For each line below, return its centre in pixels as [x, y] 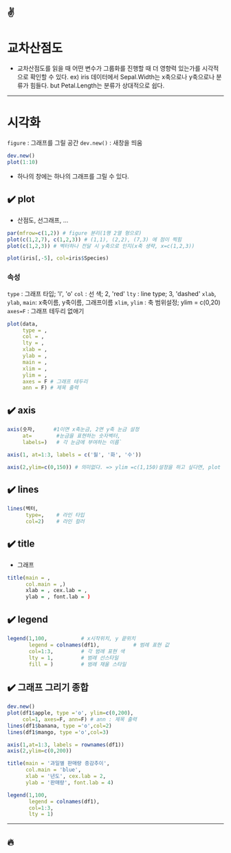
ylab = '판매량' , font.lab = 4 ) [69, 782]
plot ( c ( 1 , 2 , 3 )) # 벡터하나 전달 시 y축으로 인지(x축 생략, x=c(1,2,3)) [101, 246]
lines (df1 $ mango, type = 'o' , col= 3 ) [58, 732]
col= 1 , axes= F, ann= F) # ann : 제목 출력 [80, 719]
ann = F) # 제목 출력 [51, 388]
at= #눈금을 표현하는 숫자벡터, [71, 436]
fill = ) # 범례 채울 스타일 [78, 664]
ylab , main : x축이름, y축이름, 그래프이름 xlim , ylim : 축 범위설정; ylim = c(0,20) [114, 302]
